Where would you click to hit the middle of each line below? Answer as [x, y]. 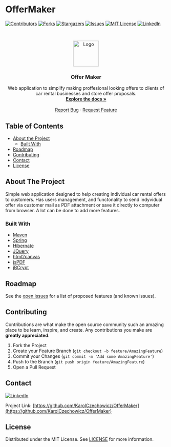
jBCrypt [21, 268]
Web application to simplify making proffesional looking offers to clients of [86, 88]
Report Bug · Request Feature [86, 110]
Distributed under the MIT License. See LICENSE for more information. [80, 439]
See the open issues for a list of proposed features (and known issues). [81, 296]
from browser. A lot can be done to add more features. [63, 210]
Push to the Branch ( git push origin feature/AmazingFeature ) [79, 361]
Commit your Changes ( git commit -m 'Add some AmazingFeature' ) [83, 356]
